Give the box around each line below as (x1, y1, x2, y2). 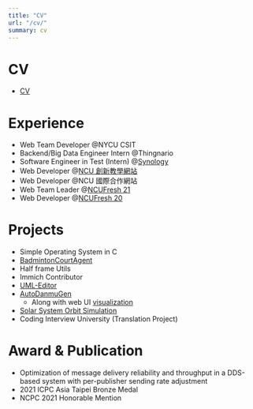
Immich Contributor (19, 272, 83, 282)
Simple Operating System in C (19, 247, 117, 257)
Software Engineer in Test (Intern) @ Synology (19, 157, 169, 167)
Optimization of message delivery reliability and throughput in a (19, 368, 226, 377)
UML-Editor (19, 281, 58, 291)
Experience (8, 114, 84, 132)
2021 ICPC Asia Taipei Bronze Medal (19, 385, 139, 395)
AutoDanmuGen (19, 289, 73, 298)
